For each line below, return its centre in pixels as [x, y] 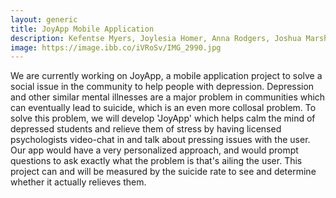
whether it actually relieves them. [78, 182]
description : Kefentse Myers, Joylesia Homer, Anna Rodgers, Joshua [156, 38]
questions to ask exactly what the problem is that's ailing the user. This [156, 161]
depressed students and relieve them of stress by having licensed [146, 129]
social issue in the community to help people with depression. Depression [162, 87]
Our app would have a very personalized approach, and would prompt [154, 150]
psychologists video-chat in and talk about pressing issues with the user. [160, 140]
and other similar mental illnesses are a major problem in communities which [168, 97]
